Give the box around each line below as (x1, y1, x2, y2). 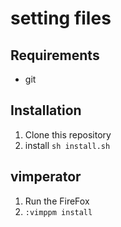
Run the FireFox (24, 195, 90, 207)
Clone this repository (24, 128, 112, 141)
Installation (10, 102, 82, 119)
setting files (10, 7, 112, 30)
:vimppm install (24, 207, 93, 217)
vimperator (10, 168, 82, 186)
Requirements (10, 47, 100, 64)
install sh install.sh (24, 139, 111, 151)
